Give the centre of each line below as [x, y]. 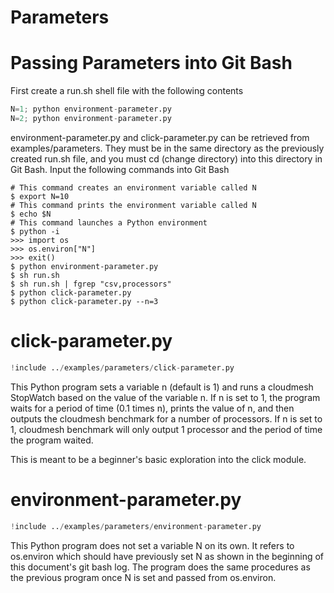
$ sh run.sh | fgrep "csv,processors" [91, 284]
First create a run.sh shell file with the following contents [127, 91]
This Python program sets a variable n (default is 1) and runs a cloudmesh [162, 387]
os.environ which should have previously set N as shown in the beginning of [167, 556]
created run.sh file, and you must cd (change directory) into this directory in [166, 158]
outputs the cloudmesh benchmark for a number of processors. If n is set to [166, 418]
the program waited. [52, 440]
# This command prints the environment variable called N [133, 205]
